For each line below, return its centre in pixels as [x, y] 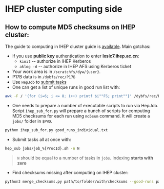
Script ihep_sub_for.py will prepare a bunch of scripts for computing [81, 111]
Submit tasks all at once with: [42, 139]
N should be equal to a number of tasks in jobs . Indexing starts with [85, 158]
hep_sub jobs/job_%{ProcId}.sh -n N [42, 148]
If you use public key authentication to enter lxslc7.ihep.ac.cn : [75, 56]
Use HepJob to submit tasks [39, 82]
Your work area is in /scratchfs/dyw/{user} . [56, 71]
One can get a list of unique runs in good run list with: [66, 87]
